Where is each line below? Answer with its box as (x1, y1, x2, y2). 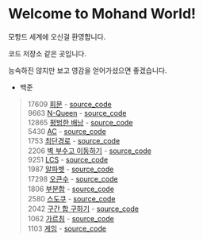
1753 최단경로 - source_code (27, 136, 121, 145)
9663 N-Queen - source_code (27, 108, 127, 117)
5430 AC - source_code (27, 126, 107, 136)
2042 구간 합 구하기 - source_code (27, 204, 139, 213)
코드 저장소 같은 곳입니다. (8, 48, 87, 58)
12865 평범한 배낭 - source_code (27, 117, 133, 127)
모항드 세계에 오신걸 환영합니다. (8, 32, 106, 41)
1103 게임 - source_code (27, 224, 107, 233)
